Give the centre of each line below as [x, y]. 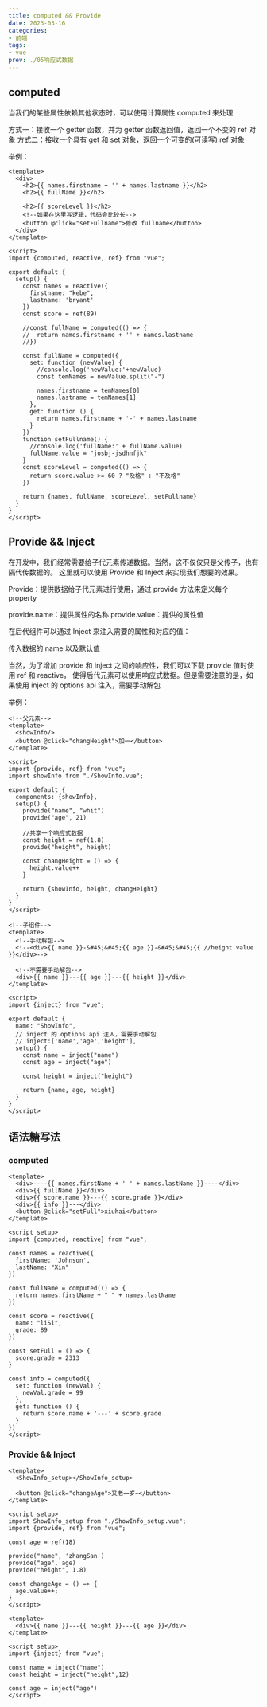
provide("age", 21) [55, 817]
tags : [17, 45]
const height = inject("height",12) [69, 1675]
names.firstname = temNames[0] [89, 390]
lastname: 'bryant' [61, 300]
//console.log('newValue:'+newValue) [99, 370]
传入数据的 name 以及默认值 [54, 648]
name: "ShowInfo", [46, 1026]
